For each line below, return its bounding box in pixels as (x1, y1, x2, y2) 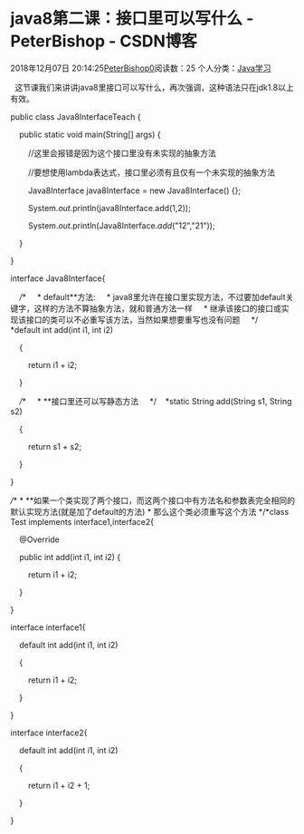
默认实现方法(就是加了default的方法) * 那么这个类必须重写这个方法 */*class (10, 506, 290, 517)
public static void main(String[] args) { (18, 129, 161, 140)
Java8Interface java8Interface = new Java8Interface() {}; (27, 185, 242, 196)
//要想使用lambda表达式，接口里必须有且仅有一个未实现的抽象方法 (27, 167, 276, 178)
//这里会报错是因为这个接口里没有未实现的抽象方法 (27, 147, 216, 159)
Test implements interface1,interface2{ (10, 516, 155, 527)
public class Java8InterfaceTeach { (10, 111, 141, 122)
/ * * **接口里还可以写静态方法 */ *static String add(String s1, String (18, 395, 292, 406)
